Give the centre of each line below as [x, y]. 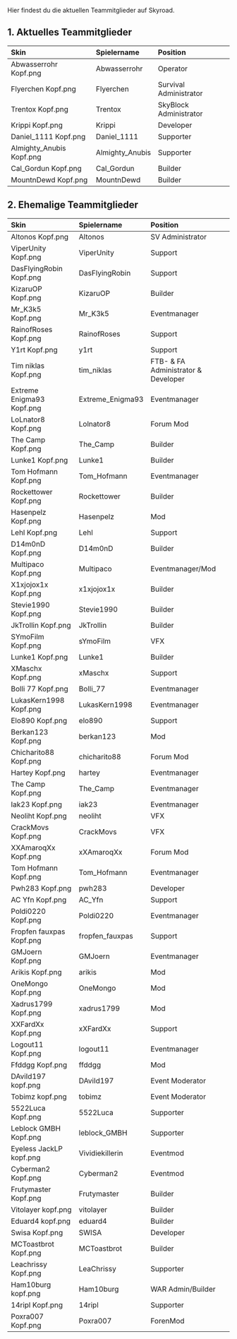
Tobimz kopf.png [39, 1096]
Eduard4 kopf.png [41, 1221]
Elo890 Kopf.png [39, 720]
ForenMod [168, 1321]
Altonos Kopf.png [40, 237]
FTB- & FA [168, 361]
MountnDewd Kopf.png [49, 179]
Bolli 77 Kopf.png [39, 689]
